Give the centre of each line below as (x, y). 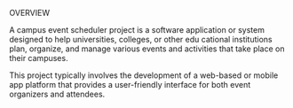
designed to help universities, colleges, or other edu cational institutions (141, 39)
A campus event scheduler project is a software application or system (137, 30)
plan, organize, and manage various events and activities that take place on (147, 49)
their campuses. (39, 58)
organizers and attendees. (57, 94)
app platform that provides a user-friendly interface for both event (130, 85)
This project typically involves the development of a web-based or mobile (144, 75)
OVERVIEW (30, 13)
